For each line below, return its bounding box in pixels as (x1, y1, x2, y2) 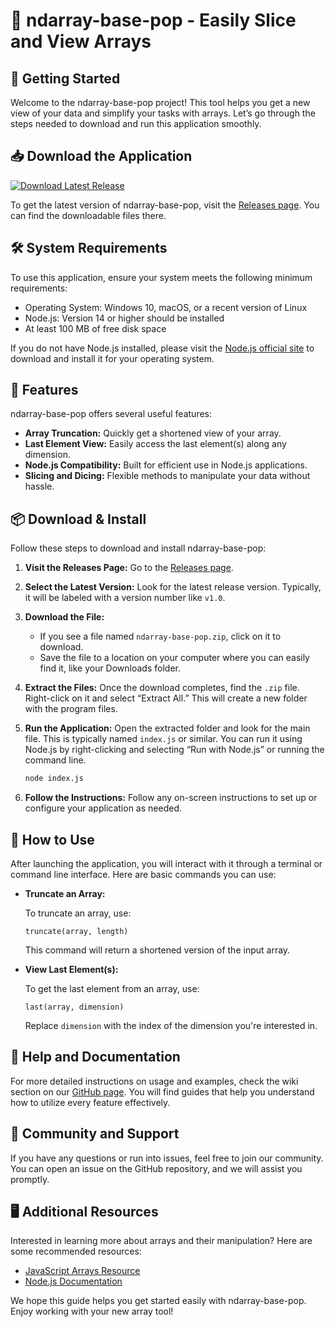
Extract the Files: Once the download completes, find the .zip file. (24, 682, 300, 694)
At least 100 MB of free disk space (24, 322, 167, 334)
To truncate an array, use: (24, 907, 132, 919)
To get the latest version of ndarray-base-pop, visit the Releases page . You (10, 199, 320, 211)
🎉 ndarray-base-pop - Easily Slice (10, 9, 297, 32)
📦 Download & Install (10, 510, 147, 528)
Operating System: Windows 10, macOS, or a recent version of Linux (24, 301, 308, 313)
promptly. (10, 1173, 50, 1185)
